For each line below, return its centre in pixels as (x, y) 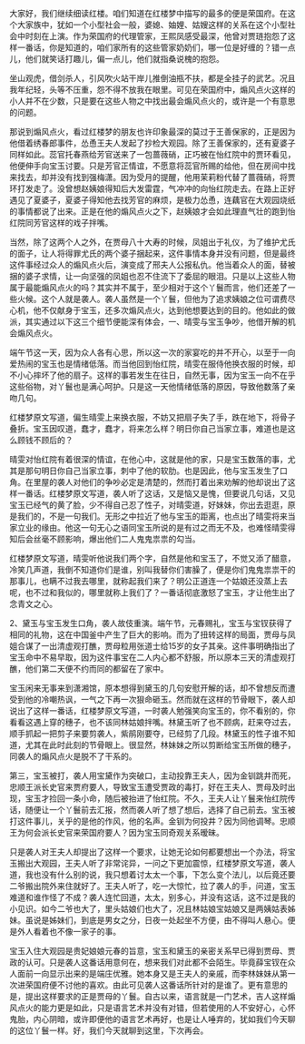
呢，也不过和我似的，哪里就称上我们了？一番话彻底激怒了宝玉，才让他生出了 (152, 593)
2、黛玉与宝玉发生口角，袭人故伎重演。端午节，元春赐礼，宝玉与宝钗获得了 (151, 623)
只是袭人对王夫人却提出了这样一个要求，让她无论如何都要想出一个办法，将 (148, 852)
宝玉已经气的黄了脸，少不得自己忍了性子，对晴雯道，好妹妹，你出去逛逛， (148, 505)
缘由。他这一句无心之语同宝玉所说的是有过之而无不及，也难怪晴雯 (164, 527)
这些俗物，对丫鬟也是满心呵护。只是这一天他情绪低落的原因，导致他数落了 (148, 386)
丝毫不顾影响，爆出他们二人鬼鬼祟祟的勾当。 (117, 539)
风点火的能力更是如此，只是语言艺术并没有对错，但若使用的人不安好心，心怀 (152, 1008)
